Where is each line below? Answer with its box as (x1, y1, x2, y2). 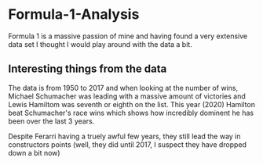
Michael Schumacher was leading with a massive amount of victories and (8, 91, 246, 101)
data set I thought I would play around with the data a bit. (8, 39, 192, 48)
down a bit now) (8, 148, 60, 157)
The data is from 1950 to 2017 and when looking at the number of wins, (8, 83, 238, 92)
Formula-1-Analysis (8, 5, 140, 23)
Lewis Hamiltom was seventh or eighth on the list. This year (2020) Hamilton (8, 99, 255, 109)
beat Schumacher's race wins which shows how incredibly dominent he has (8, 108, 254, 117)
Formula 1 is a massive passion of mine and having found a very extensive (8, 31, 248, 41)
